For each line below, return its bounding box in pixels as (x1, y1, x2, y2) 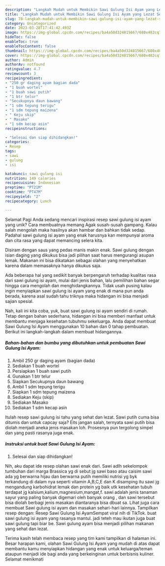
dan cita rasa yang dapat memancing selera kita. (5, 237, 104, 243)
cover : (5, 53, 19, 58)
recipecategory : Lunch (5, 199, 52, 204)
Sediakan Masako (12, 399, 49, 405)
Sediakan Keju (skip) (12, 394, 54, 400)
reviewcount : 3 (5, 71, 36, 76)
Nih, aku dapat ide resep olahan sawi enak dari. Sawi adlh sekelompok (5, 463, 148, 469)
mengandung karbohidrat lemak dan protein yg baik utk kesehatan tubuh (5, 484, 153, 490)
